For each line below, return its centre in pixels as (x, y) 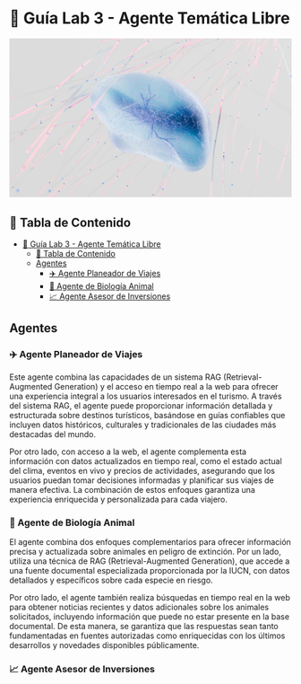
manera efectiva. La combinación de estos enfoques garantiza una (132, 489)
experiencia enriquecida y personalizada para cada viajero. (119, 499)
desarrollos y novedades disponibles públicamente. (104, 645)
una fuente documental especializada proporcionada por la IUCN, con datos (150, 571)
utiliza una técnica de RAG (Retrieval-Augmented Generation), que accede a (150, 561)
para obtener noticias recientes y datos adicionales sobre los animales (139, 607)
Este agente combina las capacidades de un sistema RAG (116, 377)
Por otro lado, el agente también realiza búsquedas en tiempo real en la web (150, 598)
